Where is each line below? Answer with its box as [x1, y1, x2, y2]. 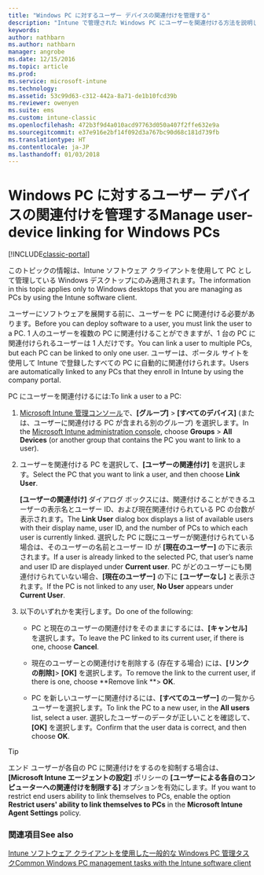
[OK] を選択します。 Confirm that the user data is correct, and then [31, 722, 247, 732]
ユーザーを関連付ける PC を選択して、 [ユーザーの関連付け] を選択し [19, 460, 240, 469]
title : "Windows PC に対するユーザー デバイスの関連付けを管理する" [8, 11, 211, 20]
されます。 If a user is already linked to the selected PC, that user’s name [19, 552, 254, 562]
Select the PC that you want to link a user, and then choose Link [32, 469, 240, 480]
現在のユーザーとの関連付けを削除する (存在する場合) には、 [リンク [31, 658, 250, 668]
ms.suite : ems [8, 107, 55, 115]
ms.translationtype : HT [8, 135, 86, 144]
